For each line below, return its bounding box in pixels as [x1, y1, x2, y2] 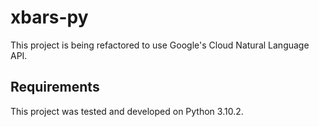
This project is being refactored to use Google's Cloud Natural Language [10, 39, 310, 51]
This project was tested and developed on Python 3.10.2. [10, 105, 244, 117]
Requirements [10, 79, 100, 96]
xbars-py [10, 6, 89, 29]
